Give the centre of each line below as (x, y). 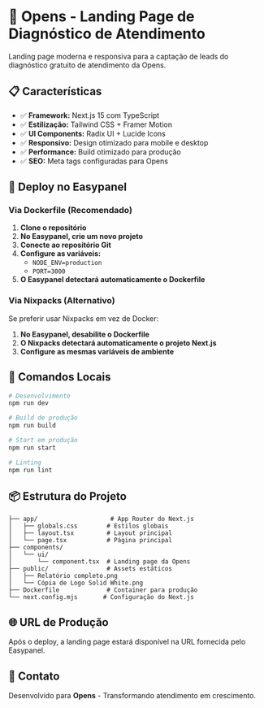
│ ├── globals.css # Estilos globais (89, 526)
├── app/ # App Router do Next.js (102, 519)
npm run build (32, 426)
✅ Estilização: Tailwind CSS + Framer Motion (96, 124)
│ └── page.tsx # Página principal (91, 541)
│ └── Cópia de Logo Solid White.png (76, 583)
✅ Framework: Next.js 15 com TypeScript (90, 115)
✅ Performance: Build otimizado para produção (100, 152)
